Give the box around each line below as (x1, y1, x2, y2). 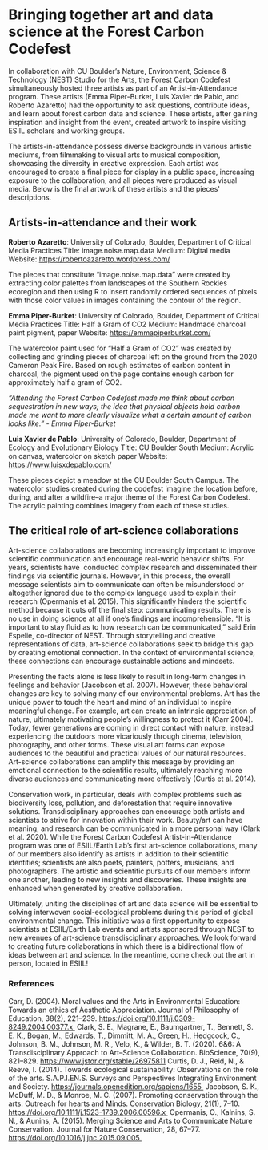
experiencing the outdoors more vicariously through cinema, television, (8, 731, 243, 741)
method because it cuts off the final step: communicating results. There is (8, 605, 252, 614)
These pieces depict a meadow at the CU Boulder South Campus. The (8, 475, 240, 484)
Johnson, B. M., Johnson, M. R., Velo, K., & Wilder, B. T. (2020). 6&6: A (8, 1039, 242, 1048)
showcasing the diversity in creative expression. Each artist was (8, 158, 219, 168)
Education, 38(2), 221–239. (8, 1013, 98, 1023)
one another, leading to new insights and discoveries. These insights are (8, 874, 246, 884)
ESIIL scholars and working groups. (8, 126, 126, 136)
